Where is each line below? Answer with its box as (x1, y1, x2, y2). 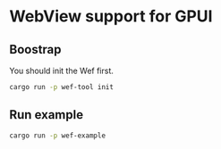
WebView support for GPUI (9, 6, 213, 27)
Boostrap (9, 42, 62, 57)
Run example (9, 107, 83, 122)
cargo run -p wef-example (9, 131, 106, 140)
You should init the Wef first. (9, 65, 115, 76)
